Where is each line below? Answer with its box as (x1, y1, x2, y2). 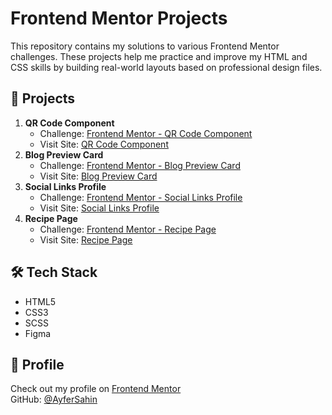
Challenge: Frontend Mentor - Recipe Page (39, 223, 217, 235)
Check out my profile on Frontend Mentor (10, 383, 182, 395)
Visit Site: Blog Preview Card (39, 170, 158, 182)
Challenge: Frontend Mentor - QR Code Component (39, 127, 253, 139)
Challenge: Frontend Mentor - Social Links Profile (39, 191, 243, 203)
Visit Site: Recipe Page (39, 233, 133, 246)
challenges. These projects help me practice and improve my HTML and (10, 50, 308, 62)
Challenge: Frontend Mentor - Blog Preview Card (39, 159, 241, 171)
